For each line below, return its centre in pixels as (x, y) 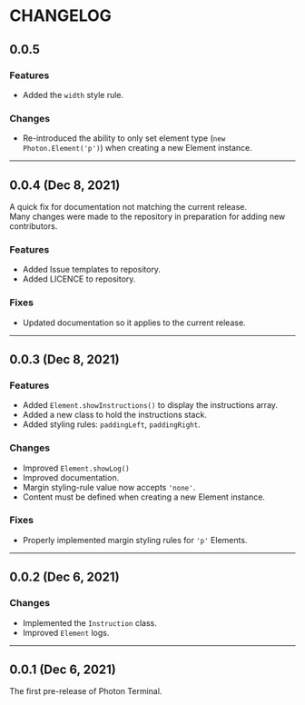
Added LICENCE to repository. (79, 279)
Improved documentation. (71, 477)
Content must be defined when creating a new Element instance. (144, 497)
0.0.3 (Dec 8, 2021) (64, 359)
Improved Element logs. (66, 632)
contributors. (34, 226)
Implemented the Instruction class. (89, 622)
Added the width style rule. (73, 94)
